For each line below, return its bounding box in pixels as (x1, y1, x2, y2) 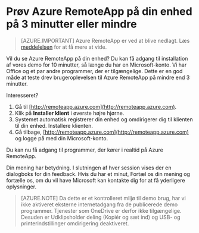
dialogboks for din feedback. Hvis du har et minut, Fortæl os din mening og (6, 170, 191, 177)
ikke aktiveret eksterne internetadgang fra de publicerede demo (20, 201, 178, 208)
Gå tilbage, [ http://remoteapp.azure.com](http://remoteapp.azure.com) (14, 128, 189, 136)
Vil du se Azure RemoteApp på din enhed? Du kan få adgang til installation (6, 55, 188, 62)
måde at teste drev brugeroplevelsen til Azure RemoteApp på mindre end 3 (6, 74, 190, 81)
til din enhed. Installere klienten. (14, 122, 94, 129)
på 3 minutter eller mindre (6, 17, 137, 31)
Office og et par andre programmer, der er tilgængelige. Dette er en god (6, 67, 183, 74)
